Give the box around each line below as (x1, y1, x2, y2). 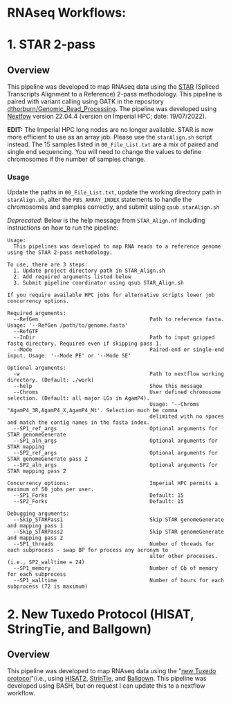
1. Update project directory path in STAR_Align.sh (13, 267, 166, 275)
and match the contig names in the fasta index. (7, 419, 150, 426)
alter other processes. (149, 553, 218, 560)
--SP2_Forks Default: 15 (13, 498, 185, 505)
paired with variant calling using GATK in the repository (7, 97, 164, 105)
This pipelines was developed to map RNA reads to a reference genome (13, 243, 221, 251)
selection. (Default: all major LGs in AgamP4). (7, 395, 150, 402)
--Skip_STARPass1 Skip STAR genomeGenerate (13, 516, 225, 523)
